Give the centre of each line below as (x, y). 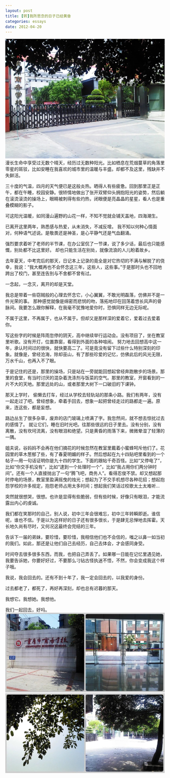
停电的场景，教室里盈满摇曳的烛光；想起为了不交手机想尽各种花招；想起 (85, 480)
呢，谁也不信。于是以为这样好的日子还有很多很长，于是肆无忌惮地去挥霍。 (83, 520)
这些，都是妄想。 (36, 408)
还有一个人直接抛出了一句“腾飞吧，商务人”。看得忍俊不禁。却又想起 (87, 473)
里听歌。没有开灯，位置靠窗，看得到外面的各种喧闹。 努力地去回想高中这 (81, 342)
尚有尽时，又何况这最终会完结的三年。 (58, 527)
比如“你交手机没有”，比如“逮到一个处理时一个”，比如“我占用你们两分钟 (79, 467)
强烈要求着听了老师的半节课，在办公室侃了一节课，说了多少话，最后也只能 (83, 244)
